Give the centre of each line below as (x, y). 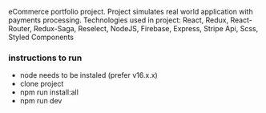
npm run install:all (49, 92)
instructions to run (45, 58)
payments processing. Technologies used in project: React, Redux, (119, 20)
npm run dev (41, 101)
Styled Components (41, 37)
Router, (20, 28)
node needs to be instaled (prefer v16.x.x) (89, 75)
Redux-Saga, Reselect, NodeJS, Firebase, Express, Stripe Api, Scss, (146, 28)
